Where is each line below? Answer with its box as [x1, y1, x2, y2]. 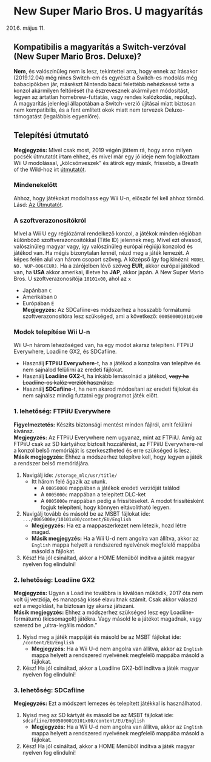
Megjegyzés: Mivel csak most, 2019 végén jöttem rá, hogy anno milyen [13, 146, 192, 153]
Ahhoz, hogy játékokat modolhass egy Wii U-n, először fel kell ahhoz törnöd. [13, 194, 205, 201]
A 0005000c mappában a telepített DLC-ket [40, 490, 146, 498]
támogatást [13, 112, 42, 120]
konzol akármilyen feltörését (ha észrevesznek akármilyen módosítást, [13, 87, 190, 94]
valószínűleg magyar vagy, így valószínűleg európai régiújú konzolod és [13, 243, 193, 250]
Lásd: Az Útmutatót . [13, 201, 64, 208]
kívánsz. [13, 427, 35, 434]
